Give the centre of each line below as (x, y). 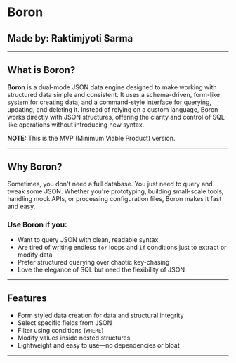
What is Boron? (41, 70)
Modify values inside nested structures (74, 338)
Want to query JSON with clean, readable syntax (88, 239)
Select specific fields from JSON (65, 323)
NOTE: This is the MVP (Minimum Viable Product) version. (91, 138)
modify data (35, 255)
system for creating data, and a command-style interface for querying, (110, 102)
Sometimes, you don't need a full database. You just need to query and (110, 184)
